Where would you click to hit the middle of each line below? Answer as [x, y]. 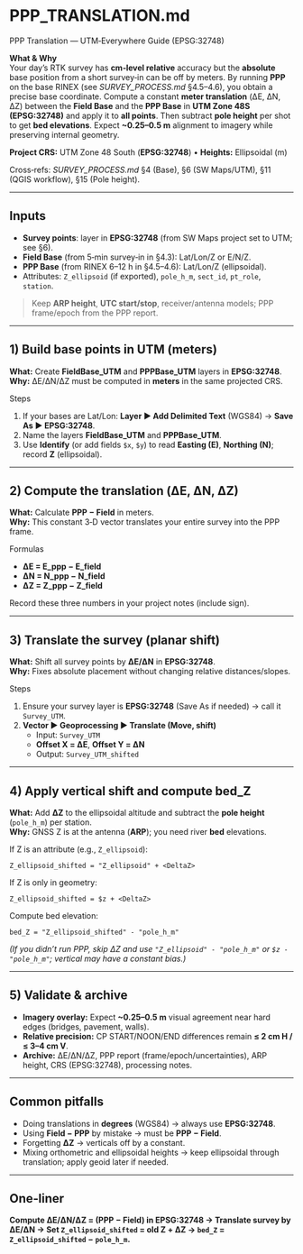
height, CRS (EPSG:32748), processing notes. [107, 1065]
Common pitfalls [56, 1102]
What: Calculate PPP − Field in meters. [82, 513]
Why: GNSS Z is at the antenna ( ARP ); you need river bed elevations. [138, 832]
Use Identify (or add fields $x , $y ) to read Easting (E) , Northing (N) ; [148, 444]
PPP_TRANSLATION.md [100, 16]
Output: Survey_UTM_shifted [87, 755]
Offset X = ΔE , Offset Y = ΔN [90, 745]
